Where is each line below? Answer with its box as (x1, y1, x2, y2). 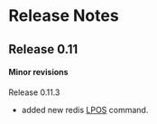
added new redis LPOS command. (21, 104, 149, 115)
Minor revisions (8, 67, 69, 78)
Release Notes (8, 5, 119, 26)
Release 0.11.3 (8, 87, 60, 98)
